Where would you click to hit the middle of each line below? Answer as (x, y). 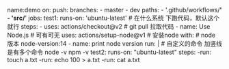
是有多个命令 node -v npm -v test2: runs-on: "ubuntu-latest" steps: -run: (109, 52)
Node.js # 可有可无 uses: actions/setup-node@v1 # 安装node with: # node (111, 35)
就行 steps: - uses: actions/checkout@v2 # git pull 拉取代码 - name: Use (109, 26)
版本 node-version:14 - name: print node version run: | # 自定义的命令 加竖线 (114, 43)
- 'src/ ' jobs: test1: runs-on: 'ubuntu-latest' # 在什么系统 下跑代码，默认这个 (113, 18)
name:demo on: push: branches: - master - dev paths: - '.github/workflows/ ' (114, 10)
